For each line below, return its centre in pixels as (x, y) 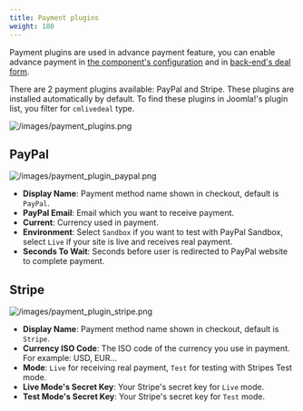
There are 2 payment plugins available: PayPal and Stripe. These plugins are (152, 89)
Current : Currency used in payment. (90, 222)
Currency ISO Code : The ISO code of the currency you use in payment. (156, 348)
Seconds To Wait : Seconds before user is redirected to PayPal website (155, 251)
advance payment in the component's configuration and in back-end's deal (150, 62)
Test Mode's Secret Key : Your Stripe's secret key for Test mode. (144, 396)
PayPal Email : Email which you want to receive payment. (128, 213)
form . (20, 71)
